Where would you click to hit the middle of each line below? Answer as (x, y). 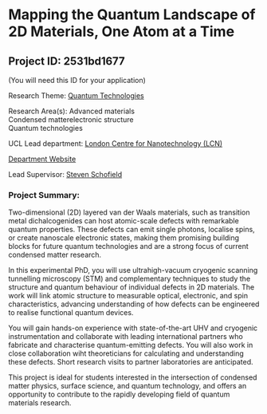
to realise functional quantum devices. (71, 313)
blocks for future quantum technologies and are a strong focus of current (128, 246)
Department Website (42, 159)
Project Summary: (44, 195)
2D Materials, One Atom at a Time (122, 32)
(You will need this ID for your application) (77, 80)
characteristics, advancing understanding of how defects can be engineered (134, 304)
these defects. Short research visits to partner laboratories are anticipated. (131, 362)
